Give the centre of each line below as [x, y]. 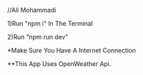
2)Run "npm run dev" [38, 37]
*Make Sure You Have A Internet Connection [71, 50]
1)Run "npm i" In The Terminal [50, 23]
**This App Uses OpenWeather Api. [59, 64]
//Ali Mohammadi [32, 10]
